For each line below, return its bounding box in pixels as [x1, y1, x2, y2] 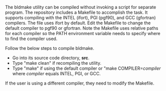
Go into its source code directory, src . [12, 55, 90, 61]
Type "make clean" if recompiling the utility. [12, 60, 101, 66]
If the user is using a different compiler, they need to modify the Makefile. [5, 80, 155, 86]
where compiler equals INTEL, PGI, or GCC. [12, 71, 101, 76]
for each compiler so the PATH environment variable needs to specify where [5, 31, 161, 36]
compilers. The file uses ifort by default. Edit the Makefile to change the [5, 20, 151, 26]
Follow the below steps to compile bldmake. [5, 45, 95, 51]
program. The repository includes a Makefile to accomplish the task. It [5, 9, 148, 15]
